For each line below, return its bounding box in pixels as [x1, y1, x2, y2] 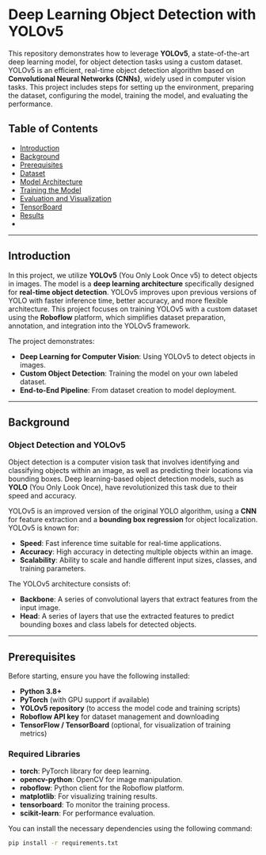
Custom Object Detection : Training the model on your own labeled [19, 368, 238, 378]
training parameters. [19, 564, 86, 574]
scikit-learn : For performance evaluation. [19, 808, 156, 818]
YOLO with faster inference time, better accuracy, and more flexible [8, 296, 228, 305]
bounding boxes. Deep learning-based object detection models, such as [8, 474, 244, 484]
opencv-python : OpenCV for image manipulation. [19, 775, 183, 784]
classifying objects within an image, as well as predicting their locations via [8, 466, 253, 475]
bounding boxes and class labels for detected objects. [19, 620, 197, 629]
